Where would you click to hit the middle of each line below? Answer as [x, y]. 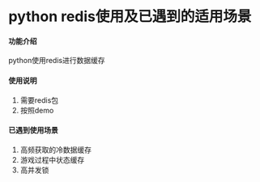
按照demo [37, 110]
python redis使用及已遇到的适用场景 [130, 17]
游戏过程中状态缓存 [52, 159]
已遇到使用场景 [33, 130]
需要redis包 [39, 100]
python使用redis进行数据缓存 [57, 61]
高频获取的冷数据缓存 [55, 150]
